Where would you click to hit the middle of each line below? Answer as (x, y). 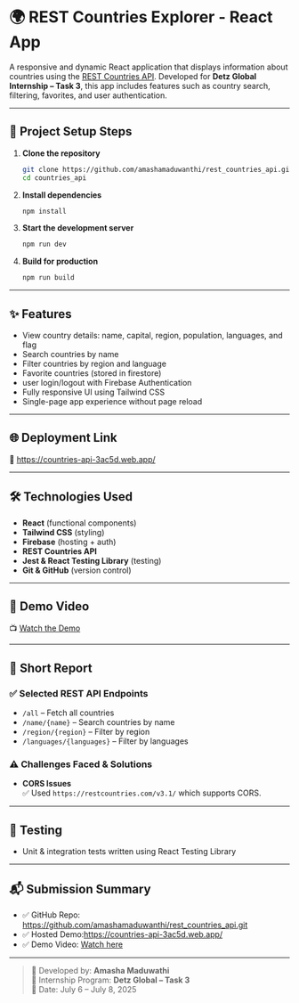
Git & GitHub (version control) (77, 570)
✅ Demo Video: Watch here (72, 944)
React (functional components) (79, 523)
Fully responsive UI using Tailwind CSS (93, 392)
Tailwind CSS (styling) (63, 532)
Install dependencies (62, 195)
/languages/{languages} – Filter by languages (105, 741)
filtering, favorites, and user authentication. (88, 95)
